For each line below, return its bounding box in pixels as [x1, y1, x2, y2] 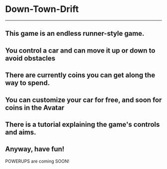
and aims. [5, 128, 36, 136]
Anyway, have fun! [5, 145, 65, 154]
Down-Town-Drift [5, 3, 79, 15]
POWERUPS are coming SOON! [5, 158, 70, 164]
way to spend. [5, 79, 50, 87]
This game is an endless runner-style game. [5, 29, 145, 38]
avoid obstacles [5, 54, 56, 63]
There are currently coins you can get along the [5, 71, 156, 80]
